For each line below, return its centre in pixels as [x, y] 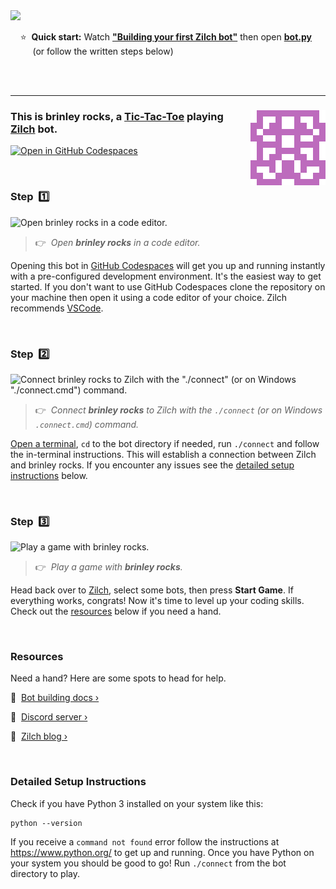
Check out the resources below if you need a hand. [116, 611]
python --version [46, 823]
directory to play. [45, 873]
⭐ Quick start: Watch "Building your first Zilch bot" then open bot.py [165, 37]
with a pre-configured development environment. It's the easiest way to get [166, 276]
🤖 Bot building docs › [55, 698]
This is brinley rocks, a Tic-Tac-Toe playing [117, 116]
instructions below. [49, 475]
